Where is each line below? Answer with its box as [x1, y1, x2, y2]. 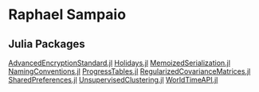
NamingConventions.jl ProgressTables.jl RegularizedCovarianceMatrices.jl [8, 67, 251, 76]
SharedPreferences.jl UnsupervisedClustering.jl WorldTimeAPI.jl [8, 75, 218, 84]
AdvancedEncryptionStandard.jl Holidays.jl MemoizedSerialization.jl [8, 58, 231, 67]
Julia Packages [8, 37, 85, 51]
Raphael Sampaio [8, 6, 126, 24]
